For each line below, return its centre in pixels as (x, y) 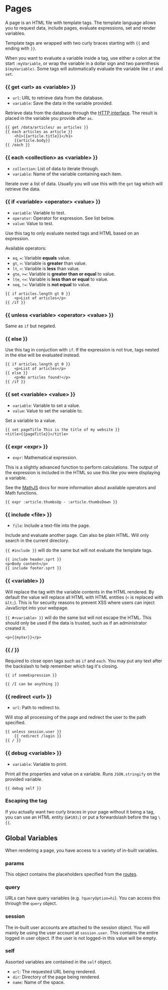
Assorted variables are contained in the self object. (58, 962)
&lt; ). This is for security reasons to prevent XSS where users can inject (80, 603)
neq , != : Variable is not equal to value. (51, 284)
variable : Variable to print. (40, 764)
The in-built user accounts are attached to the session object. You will (77, 927)
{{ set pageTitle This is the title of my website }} (63, 430)
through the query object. (31, 903)
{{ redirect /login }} (38, 736)
